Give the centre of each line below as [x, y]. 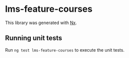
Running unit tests [34, 38]
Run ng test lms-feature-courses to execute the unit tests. [65, 50]
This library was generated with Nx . [41, 23]
